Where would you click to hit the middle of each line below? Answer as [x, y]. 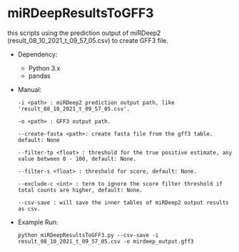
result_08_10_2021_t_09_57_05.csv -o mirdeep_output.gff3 [106, 241]
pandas [40, 76]
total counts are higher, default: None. [80, 190]
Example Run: [38, 222]
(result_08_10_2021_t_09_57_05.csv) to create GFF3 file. [88, 40]
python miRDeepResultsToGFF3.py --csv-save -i [88, 235]
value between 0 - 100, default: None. [77, 158]
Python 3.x [44, 68]
